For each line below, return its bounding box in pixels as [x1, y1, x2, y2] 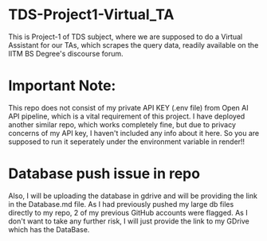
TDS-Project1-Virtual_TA [8, 6, 175, 24]
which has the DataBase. [8, 224, 90, 234]
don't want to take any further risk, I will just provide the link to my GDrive [8, 216, 249, 226]
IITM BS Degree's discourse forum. [8, 49, 124, 58]
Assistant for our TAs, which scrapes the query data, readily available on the [8, 40, 259, 49]
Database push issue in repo [8, 165, 201, 183]
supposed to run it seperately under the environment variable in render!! [8, 137, 245, 146]
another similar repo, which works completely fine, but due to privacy [8, 119, 237, 129]
